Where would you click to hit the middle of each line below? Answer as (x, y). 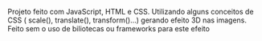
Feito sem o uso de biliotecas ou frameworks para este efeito (109, 29)
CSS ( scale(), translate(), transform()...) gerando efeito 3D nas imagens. (127, 20)
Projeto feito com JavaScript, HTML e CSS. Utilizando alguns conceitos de (131, 12)
